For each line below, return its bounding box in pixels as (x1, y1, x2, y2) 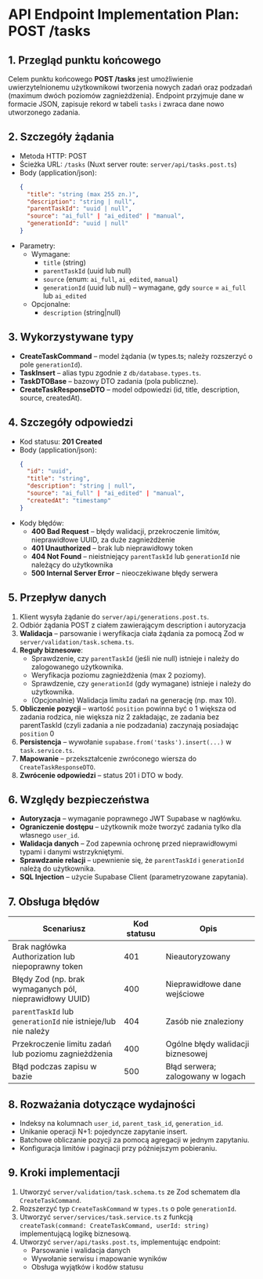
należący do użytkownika (31, 560, 113, 569)
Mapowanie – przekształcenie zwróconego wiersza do (19, 754, 197, 763)
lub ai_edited (42, 291, 88, 300)
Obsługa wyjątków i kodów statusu (31, 1262, 144, 1271)
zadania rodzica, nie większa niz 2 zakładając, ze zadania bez (19, 712, 220, 722)
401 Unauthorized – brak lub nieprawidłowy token (31, 543, 193, 553)
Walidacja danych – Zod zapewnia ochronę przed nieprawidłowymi (19, 839, 237, 849)
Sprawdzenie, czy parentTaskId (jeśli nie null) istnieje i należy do (31, 653, 240, 663)
